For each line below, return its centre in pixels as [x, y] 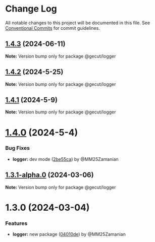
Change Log [31, 9]
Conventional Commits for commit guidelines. [53, 28]
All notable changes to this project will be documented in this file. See [78, 23]
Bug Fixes [18, 148]
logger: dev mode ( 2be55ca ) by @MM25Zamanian [65, 159]
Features [16, 223]
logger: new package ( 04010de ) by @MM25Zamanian [69, 234]
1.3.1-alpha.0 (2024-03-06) [50, 175]
